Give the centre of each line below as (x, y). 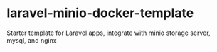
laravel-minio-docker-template (100, 13)
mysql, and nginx (32, 40)
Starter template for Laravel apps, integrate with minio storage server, (108, 33)
